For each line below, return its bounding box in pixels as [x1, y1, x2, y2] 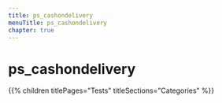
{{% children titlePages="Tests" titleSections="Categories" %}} [8, 86, 215, 95]
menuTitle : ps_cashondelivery [8, 19, 108, 27]
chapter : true [8, 26, 55, 34]
